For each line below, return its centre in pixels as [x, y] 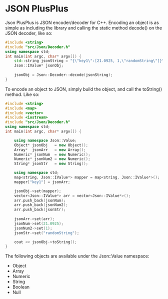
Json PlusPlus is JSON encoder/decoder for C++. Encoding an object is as [82, 22]
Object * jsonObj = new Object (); [51, 145]
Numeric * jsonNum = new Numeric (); [52, 154]
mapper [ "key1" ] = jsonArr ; [42, 182]
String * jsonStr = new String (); [51, 164]
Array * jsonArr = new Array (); [50, 150]
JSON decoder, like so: [29, 33]
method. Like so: [22, 94]
